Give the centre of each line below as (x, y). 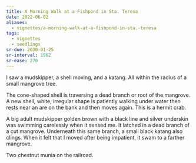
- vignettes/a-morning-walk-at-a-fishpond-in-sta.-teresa (84, 28)
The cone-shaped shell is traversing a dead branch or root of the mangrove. (98, 95)
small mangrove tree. (32, 83)
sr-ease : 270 (22, 60)
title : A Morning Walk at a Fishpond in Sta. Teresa (72, 11)
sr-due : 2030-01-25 (30, 50)
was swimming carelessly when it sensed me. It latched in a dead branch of (98, 125)
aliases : (17, 22)
